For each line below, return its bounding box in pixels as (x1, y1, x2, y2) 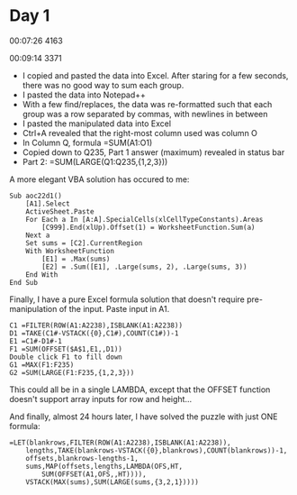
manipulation (9, 303, 58, 314)
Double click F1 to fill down (9, 353, 123, 362)
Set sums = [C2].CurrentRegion (25, 238, 143, 248)
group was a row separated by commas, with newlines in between (22, 108, 268, 119)
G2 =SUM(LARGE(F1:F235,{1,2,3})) (9, 368, 135, 377)
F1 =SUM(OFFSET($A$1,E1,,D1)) (9, 344, 123, 353)
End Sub (9, 278, 39, 287)
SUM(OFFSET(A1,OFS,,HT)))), (41, 470, 147, 479)
